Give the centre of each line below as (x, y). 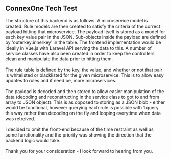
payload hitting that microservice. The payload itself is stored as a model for (86, 31)
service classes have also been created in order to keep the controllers (80, 53)
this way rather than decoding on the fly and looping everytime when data (83, 113)
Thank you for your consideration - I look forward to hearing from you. (79, 151)
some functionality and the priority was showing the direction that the (78, 134)
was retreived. (20, 118)
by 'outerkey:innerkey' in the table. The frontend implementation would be (83, 42)
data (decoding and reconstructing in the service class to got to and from (82, 97)
